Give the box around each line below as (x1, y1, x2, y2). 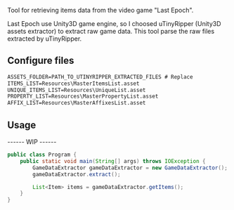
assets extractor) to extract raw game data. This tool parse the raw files (7, 27, 215, 35)
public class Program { (7, 151, 77, 158)
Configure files (7, 55, 74, 67)
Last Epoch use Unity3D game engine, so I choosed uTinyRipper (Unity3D (7, 20, 221, 27)
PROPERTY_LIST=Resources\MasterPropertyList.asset (7, 93, 159, 100)
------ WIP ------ (7, 138, 57, 146)
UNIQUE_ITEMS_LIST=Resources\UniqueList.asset (7, 86, 146, 93)
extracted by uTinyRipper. (7, 34, 82, 43)
